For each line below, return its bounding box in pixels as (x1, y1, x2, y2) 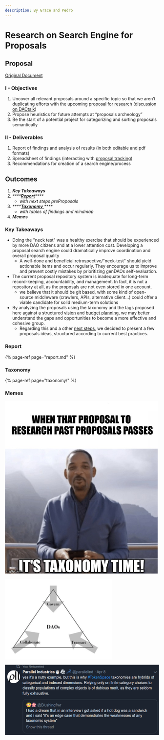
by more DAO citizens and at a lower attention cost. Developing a (12, 242, 143, 248)
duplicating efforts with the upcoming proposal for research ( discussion (12, 101, 157, 107)
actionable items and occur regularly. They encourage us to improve (19, 263, 157, 269)
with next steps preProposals (19, 198, 79, 204)
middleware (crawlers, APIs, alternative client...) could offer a (34, 294, 158, 301)
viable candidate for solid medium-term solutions (19, 300, 119, 305)
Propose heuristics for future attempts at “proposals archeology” (12, 111, 143, 117)
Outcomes (5, 175, 38, 183)
